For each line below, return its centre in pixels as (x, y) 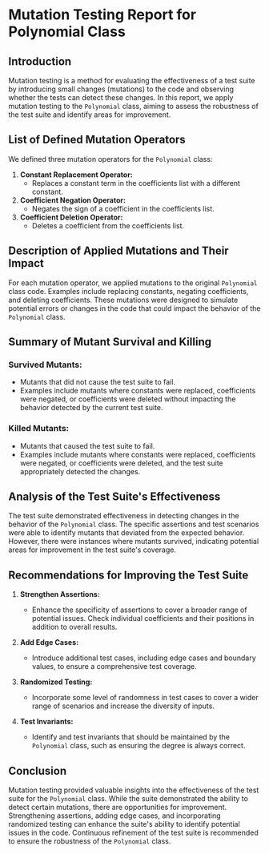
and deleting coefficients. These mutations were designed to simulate (123, 300)
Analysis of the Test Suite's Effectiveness (114, 497)
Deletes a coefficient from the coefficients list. (108, 225)
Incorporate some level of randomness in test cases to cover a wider (145, 698)
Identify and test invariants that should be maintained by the (131, 737)
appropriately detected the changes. (80, 471)
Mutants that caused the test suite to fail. (87, 445)
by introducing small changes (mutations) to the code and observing (121, 89)
